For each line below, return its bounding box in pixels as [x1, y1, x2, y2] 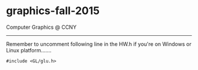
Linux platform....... [6, 46, 52, 54]
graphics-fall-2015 [6, 4, 100, 18]
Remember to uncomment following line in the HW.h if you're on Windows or [6, 40, 192, 48]
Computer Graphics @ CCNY [6, 24, 77, 31]
